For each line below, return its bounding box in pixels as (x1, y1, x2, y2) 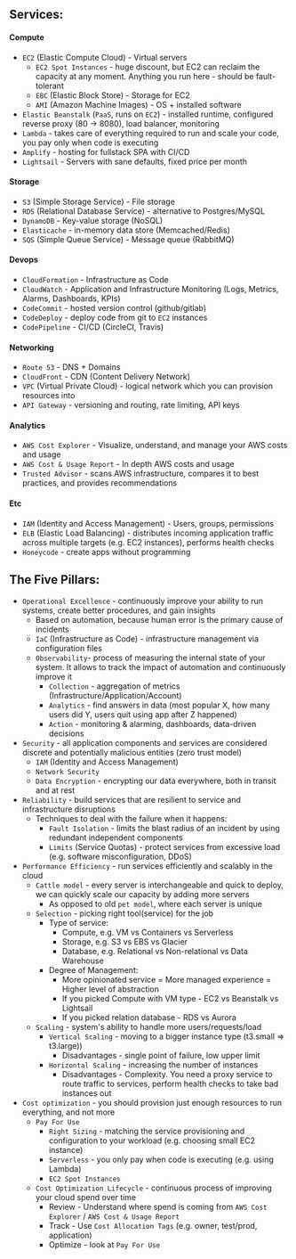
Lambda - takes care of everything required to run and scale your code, (21, 127, 280, 138)
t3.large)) (48, 1041, 83, 1051)
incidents (35, 624, 69, 635)
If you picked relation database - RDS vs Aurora (61, 1012, 237, 1023)
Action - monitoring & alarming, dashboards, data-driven (48, 719, 257, 730)
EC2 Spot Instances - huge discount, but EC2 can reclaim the (35, 61, 260, 72)
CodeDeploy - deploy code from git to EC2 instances (21, 312, 208, 323)
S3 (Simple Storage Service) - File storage (21, 196, 176, 207)
